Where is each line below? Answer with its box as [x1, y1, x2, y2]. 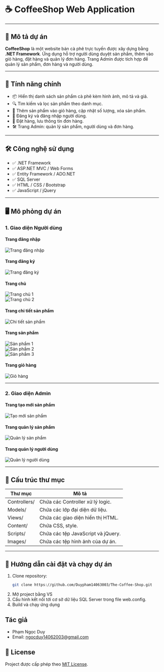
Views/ [7, 514, 23, 521]
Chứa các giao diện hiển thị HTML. [39, 514, 119, 521]
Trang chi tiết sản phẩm [5, 307, 54, 313]
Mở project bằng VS [12, 591, 53, 597]
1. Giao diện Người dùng [5, 224, 62, 231]
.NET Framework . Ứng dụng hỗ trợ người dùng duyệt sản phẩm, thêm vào [5, 51, 154, 57]
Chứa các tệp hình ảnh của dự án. [39, 538, 117, 545]
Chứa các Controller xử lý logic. [39, 499, 112, 505]
